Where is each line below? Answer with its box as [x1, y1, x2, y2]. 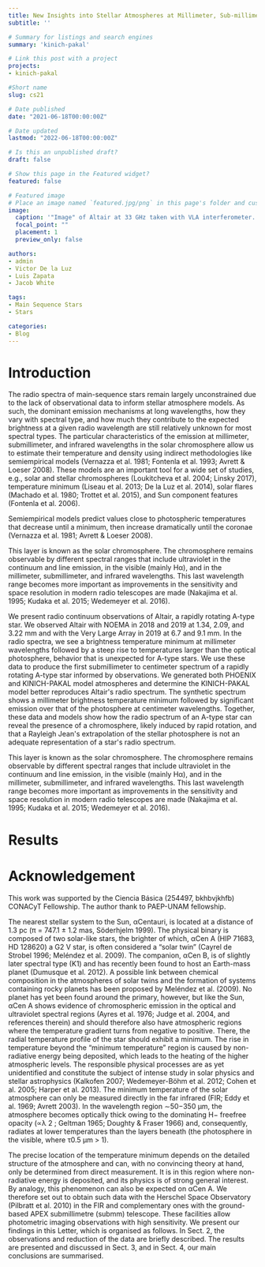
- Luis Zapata [8, 272, 55, 280]
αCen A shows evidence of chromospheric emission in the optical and [8, 1000, 237, 1010]
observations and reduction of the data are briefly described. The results [8, 1234, 245, 1243]
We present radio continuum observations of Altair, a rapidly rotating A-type [8, 612, 255, 621]
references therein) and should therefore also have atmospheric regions [8, 1018, 242, 1027]
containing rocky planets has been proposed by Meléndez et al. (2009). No [8, 984, 252, 993]
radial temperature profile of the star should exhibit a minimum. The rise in [8, 1034, 249, 1044]
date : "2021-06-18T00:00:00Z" [8, 112, 108, 121]
